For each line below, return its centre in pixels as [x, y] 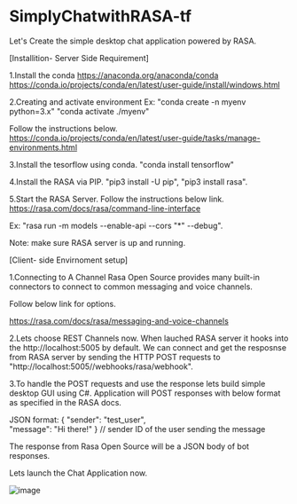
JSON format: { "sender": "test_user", [78, 420]
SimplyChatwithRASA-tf [101, 16]
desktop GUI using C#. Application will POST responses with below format [145, 393]
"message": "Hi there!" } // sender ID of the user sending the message [137, 429]
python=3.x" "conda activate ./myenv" [79, 111]
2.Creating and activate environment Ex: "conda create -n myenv [128, 102]
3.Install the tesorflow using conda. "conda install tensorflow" [122, 164]
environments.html [43, 147]
